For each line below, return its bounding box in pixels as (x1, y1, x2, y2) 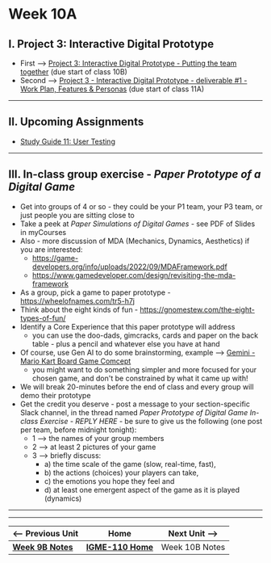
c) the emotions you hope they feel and (44, 476, 175, 485)
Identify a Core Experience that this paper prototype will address (19, 321, 236, 331)
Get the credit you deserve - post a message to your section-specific (19, 399, 250, 409)
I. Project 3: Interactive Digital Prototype (8, 37, 215, 51)
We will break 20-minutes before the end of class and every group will (19, 381, 254, 392)
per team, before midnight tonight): (19, 425, 137, 435)
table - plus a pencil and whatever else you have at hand (31, 338, 220, 348)
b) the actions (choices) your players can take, (44, 468, 199, 477)
